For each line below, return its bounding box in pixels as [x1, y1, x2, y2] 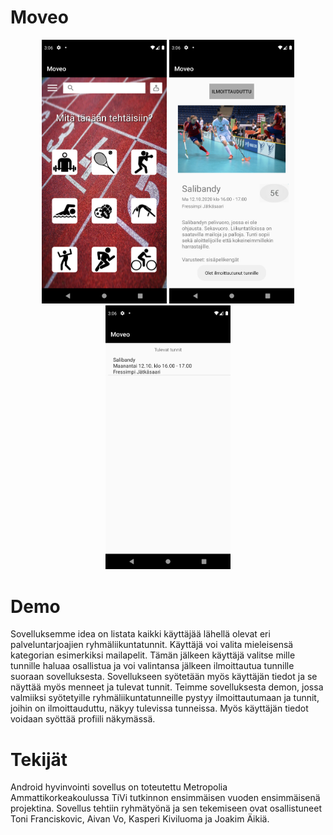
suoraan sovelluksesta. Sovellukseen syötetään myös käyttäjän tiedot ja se [10, 671, 318, 683]
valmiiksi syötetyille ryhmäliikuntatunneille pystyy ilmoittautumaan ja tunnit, [10, 692, 320, 704]
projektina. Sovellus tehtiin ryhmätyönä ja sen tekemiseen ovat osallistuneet [10, 802, 322, 815]
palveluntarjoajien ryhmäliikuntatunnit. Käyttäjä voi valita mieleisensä [10, 639, 294, 651]
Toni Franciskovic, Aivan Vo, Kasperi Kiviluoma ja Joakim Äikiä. [10, 813, 270, 825]
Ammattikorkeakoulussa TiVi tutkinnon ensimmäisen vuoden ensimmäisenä [10, 792, 321, 804]
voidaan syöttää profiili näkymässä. [10, 713, 156, 725]
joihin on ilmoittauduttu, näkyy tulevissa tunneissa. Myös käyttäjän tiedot [10, 702, 309, 715]
